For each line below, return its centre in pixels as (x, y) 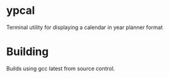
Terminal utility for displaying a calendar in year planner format (85, 27)
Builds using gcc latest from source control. (61, 68)
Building (28, 52)
